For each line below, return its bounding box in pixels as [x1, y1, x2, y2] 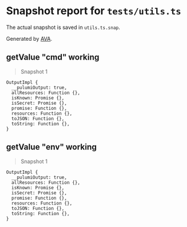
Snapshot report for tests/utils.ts [6, 4, 182, 18]
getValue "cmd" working [6, 52, 100, 63]
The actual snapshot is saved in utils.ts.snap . [6, 24, 120, 31]
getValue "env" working [6, 142, 97, 152]
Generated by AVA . [6, 35, 53, 42]
